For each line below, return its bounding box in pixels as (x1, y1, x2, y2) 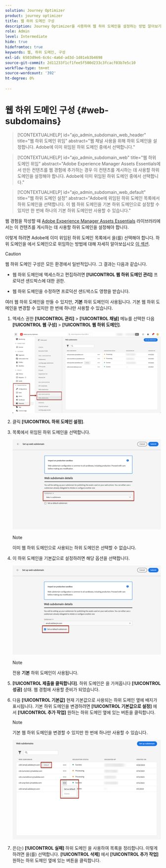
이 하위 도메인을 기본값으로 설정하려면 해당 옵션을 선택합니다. (12, 555, 130, 561)
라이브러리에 (136, 218, 161, 224)
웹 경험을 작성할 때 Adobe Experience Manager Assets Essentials (5, 218, 136, 224)
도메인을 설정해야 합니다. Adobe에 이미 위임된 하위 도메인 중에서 (17, 173, 142, 179)
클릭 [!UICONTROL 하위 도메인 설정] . (12, 419, 85, 425)
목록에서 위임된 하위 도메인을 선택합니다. (12, 429, 90, 435)
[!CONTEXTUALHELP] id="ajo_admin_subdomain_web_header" (17, 132, 146, 138)
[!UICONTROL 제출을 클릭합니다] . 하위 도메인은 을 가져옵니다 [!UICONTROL (12, 680, 161, 686)
